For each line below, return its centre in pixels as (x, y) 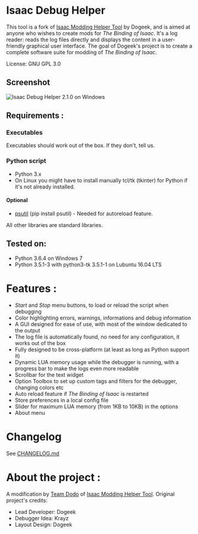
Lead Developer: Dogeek (45, 512)
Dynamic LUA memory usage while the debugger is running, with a (97, 362)
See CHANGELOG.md (33, 453)
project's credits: (27, 500)
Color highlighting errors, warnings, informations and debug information (103, 318)
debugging (28, 311)
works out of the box (40, 343)
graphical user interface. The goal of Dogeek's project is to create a (109, 46)
